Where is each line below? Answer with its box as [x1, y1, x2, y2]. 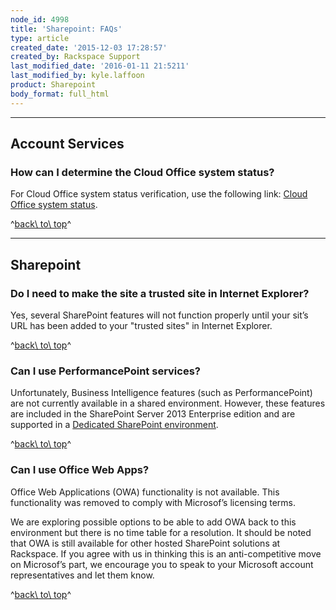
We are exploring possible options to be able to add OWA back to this [10, 516, 297, 528]
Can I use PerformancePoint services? [10, 364, 201, 378]
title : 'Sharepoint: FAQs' [10, 24, 123, 34]
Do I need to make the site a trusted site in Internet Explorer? [10, 286, 310, 300]
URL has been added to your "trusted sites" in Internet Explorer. [10, 320, 273, 331]
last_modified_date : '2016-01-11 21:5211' [10, 61, 190, 71]
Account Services [10, 136, 125, 153]
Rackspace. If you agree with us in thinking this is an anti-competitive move [10, 547, 322, 560]
